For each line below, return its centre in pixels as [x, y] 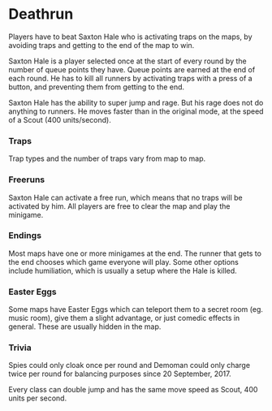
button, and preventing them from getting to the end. [97, 87]
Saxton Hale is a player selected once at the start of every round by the [127, 61]
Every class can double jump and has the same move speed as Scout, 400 [133, 390]
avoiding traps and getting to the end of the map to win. [101, 45]
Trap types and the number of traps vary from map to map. [107, 158]
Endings [25, 236]
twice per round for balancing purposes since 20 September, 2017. [120, 374]
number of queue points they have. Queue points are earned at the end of [132, 69]
